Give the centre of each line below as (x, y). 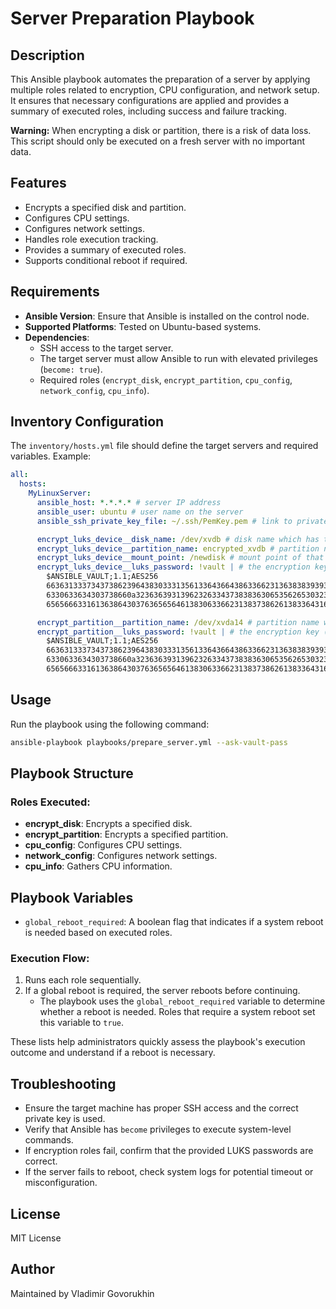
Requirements (55, 292)
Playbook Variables (72, 897)
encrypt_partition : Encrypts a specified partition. (126, 834)
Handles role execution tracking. (91, 239)
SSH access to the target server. (106, 348)
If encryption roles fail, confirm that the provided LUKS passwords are (169, 1151)
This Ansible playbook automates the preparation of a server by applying (160, 79)
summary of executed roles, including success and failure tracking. (148, 111)
